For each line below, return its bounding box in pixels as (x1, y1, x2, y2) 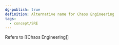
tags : (5, 16, 16, 21)
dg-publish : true (5, 7, 40, 12)
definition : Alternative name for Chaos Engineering (5, 12, 115, 17)
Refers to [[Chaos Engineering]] (5, 34, 69, 40)
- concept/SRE (9, 21, 38, 26)
